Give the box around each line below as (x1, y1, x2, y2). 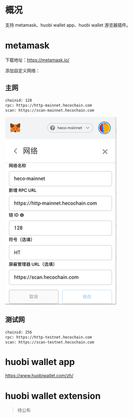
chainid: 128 (5, 98, 32, 103)
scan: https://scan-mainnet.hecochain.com (5, 108, 94, 113)
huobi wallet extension (5, 390, 101, 402)
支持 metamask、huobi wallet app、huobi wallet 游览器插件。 (5, 22, 131, 28)
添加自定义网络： (5, 67, 40, 73)
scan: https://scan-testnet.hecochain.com (5, 340, 94, 345)
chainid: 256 (5, 330, 32, 335)
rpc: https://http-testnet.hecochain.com (5, 335, 92, 340)
